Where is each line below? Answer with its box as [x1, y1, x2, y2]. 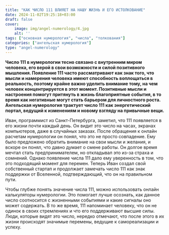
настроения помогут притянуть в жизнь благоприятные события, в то [5, 91, 161, 97]
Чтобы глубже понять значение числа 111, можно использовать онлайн [5, 186, 159, 192]
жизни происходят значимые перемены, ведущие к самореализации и [5, 218, 159, 224]
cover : [5, 21, 19, 27]
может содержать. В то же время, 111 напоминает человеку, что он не [5, 202, 157, 208]
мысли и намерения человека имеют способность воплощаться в [5, 75, 153, 81]
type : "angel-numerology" [5, 45, 60, 50]
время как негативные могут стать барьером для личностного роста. [5, 97, 161, 103]
